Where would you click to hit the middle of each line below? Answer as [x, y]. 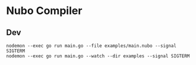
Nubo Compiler [44, 11]
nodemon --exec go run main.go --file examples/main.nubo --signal [91, 46]
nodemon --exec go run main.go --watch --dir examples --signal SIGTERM [98, 56]
